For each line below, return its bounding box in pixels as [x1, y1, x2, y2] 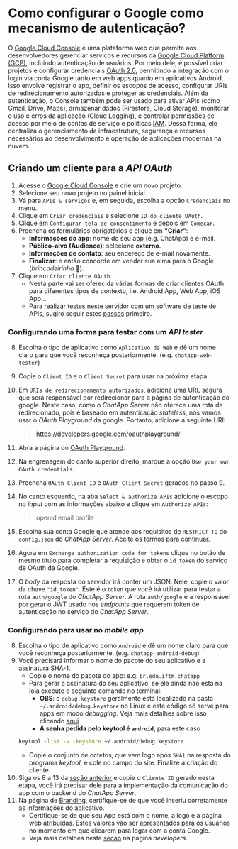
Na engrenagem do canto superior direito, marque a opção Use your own [18, 457, 230, 466]
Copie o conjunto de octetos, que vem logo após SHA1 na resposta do [28, 751, 231, 760]
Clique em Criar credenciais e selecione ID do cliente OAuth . [18, 211, 203, 219]
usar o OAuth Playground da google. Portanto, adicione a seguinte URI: [18, 416, 226, 424]
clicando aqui [39, 717, 79, 725]
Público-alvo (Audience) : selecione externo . [28, 241, 161, 250]
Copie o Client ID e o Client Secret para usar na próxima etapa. [18, 372, 210, 380]
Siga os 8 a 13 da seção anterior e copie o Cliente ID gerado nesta [18, 774, 215, 782]
